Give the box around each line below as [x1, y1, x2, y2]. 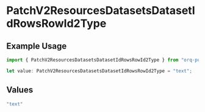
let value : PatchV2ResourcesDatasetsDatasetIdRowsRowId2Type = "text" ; [6, 68, 192, 74]
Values [6, 85, 34, 95]
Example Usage [6, 41, 67, 51]
